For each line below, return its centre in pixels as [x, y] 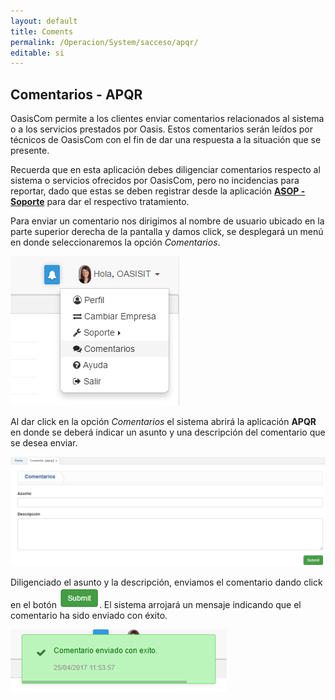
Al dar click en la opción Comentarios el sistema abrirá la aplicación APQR [163, 422]
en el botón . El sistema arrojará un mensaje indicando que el [156, 605]
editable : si [37, 53]
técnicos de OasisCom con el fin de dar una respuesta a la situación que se [166, 140]
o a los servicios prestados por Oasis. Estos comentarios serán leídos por [161, 129]
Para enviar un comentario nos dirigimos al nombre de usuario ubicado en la [167, 221]
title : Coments [42, 31]
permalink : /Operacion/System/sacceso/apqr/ [104, 42]
